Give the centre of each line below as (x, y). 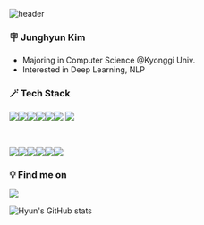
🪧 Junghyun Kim (47, 37)
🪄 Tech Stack (40, 94)
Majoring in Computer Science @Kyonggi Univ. (109, 60)
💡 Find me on (38, 174)
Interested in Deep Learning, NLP (84, 70)
